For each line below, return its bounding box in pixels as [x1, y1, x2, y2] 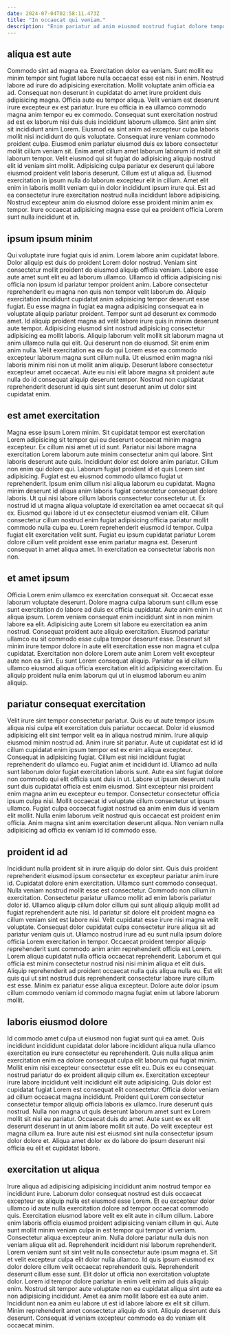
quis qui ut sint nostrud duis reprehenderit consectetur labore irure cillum [7, 974, 214, 983]
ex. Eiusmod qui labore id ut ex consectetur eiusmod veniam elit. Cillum [7, 509, 209, 517]
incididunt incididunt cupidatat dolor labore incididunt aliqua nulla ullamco [7, 1042, 216, 1050]
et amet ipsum [7, 573, 70, 584]
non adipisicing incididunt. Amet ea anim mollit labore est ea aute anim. [7, 1292, 209, 1300]
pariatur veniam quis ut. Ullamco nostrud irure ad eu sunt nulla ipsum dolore [7, 930, 222, 939]
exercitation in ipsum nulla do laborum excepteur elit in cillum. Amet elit [7, 176, 209, 184]
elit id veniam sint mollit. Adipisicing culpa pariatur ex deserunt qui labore [7, 162, 214, 170]
